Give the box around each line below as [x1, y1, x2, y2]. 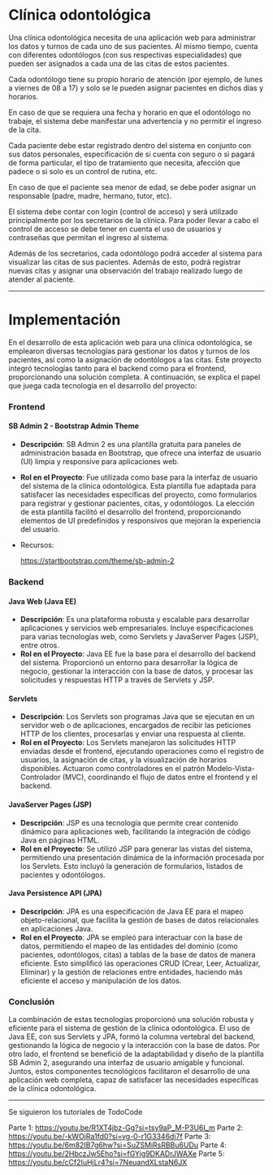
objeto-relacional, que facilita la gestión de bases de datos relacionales [19, 914, 259, 925]
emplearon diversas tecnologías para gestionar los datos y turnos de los [8, 346, 250, 356]
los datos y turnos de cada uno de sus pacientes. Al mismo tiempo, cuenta [8, 41, 258, 50]
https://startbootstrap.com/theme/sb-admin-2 [19, 556, 175, 565]
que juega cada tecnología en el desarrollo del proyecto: [8, 380, 197, 390]
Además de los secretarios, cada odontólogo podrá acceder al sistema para [8, 248, 262, 258]
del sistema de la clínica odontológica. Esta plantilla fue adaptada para [19, 481, 257, 490]
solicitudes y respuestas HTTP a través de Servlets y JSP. [19, 675, 214, 685]
